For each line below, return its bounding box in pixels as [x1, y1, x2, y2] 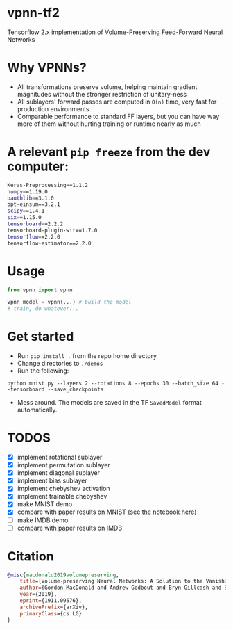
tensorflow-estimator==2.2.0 [7, 240, 92, 247]
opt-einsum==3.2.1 [7, 201, 60, 208]
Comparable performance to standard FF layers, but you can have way [17, 112, 220, 120]
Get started [7, 329, 74, 345]
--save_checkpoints [47, 386, 104, 394]
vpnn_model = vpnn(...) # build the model [7, 299, 132, 306]
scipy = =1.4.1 [7, 207, 45, 215]
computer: [7, 159, 69, 175]
